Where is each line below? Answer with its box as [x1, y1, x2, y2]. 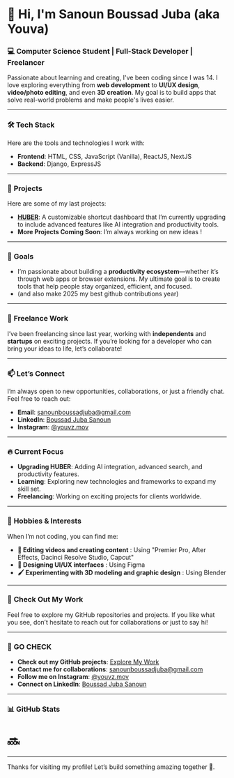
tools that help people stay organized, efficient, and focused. [17, 282, 192, 291]
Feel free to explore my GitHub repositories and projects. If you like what [7, 610, 215, 619]
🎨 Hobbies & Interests [7, 516, 82, 526]
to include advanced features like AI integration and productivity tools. [17, 220, 219, 229]
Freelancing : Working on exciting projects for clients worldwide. [17, 492, 202, 501]
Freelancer [7, 58, 45, 68]
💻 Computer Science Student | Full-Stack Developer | [7, 47, 193, 56]
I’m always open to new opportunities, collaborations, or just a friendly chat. [7, 387, 225, 395]
